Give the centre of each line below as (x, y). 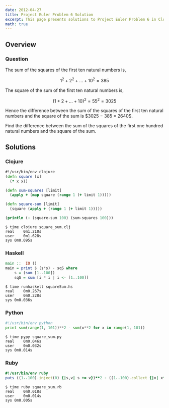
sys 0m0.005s (19, 400)
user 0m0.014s (23, 396)
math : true (17, 24)
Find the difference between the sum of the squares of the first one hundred (84, 126)
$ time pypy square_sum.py (33, 337)
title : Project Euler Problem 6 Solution (49, 15)
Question (17, 59)
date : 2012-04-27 (23, 10)
